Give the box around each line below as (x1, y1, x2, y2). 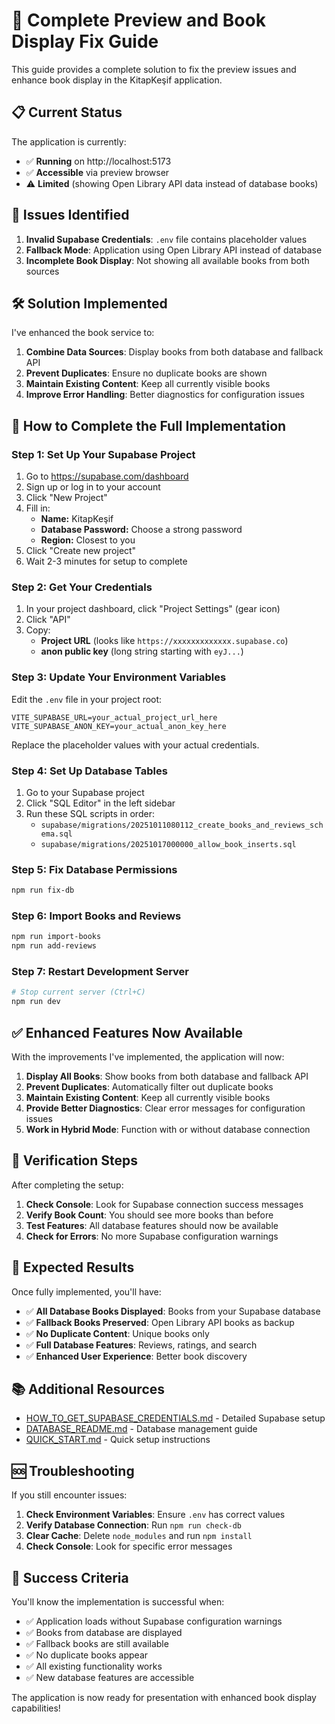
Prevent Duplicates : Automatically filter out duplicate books (25, 1081, 274, 1093)
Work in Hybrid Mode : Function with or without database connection (25, 1124, 311, 1136)
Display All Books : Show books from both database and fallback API (25, 1070, 309, 1083)
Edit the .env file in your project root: (11, 693, 163, 705)
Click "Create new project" (25, 545, 137, 557)
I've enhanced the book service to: (11, 327, 155, 339)
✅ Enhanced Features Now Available (11, 1024, 243, 1041)
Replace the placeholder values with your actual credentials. (11, 739, 260, 751)
